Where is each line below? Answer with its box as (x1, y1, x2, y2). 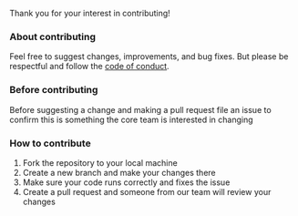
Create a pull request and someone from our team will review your (22, 186, 272, 197)
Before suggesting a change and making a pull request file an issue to (9, 104, 272, 115)
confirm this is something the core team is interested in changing (9, 114, 253, 125)
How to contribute (9, 137, 91, 149)
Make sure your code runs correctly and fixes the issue (22, 177, 231, 188)
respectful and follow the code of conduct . (9, 61, 170, 72)
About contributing (9, 30, 97, 43)
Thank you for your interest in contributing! (9, 8, 170, 18)
